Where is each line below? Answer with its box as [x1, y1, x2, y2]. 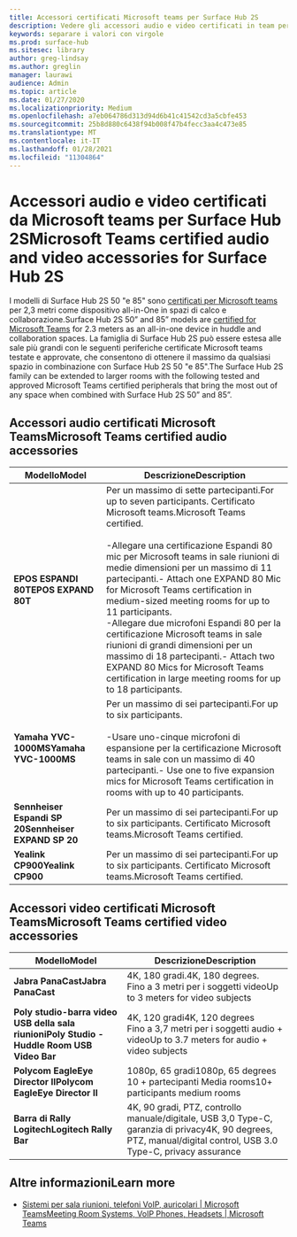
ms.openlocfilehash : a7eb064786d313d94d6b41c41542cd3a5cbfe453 [9, 112, 247, 120]
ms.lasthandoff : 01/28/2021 [9, 144, 113, 153]
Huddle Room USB [13, 1040, 93, 1052]
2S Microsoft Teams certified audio [9, 228, 270, 249]
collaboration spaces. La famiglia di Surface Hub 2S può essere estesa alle [9, 333, 282, 344]
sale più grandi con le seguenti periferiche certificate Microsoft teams [9, 343, 263, 353]
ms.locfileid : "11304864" [9, 152, 104, 162]
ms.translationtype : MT [9, 128, 97, 137]
